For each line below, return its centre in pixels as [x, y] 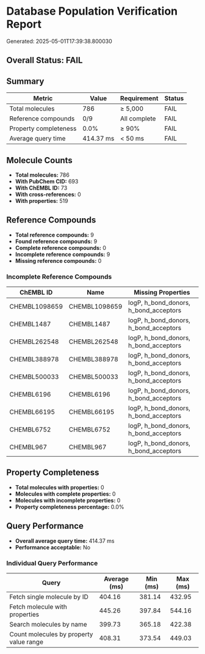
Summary [25, 81]
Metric [43, 98]
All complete [138, 119]
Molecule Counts [40, 160]
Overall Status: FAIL [45, 60]
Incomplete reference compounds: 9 [63, 254]
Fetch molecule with [38, 606]
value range [27, 642]
